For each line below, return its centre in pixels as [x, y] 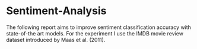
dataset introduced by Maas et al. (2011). [56, 40]
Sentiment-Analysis [56, 11]
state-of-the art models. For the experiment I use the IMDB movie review [95, 33]
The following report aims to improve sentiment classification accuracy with [99, 27]
